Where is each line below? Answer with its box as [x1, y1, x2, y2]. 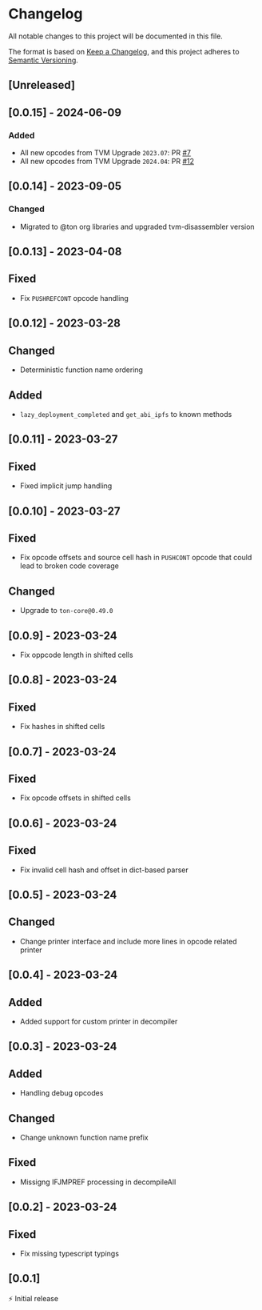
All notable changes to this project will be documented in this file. [8, 31, 224, 41]
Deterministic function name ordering [19, 365, 144, 375]
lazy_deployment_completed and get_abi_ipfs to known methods [19, 409, 232, 419]
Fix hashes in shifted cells [19, 722, 105, 731]
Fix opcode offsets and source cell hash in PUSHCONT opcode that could [19, 553, 252, 563]
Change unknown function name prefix [19, 1132, 149, 1142]
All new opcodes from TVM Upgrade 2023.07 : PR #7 [19, 148, 192, 158]
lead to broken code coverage [19, 561, 120, 571]
